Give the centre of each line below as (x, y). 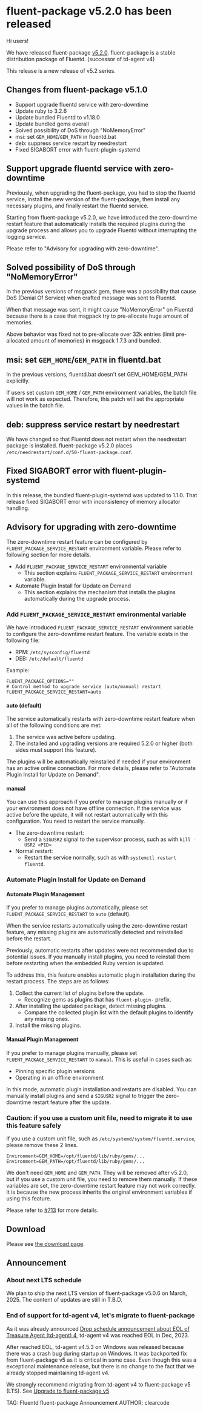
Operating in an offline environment (59, 1077)
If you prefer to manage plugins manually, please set (72, 1052)
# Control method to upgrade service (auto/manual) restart (84, 686)
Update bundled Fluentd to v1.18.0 (57, 117)
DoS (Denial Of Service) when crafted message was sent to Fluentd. (92, 298)
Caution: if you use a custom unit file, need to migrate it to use (99, 1118)
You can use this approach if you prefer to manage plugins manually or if (97, 802)
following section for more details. (49, 554)
